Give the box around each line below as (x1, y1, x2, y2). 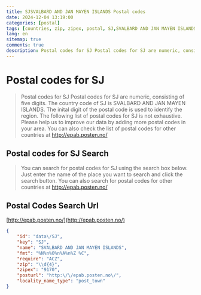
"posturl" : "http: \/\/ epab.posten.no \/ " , (17, 272, 121, 278)
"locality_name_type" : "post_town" (17, 278, 106, 284)
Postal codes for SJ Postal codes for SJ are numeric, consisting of (20, 93, 185, 100)
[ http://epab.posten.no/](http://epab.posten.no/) (6, 216, 126, 224)
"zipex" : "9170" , (17, 267, 60, 273)
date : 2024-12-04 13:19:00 (6, 14, 74, 20)
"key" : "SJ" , (17, 239, 50, 245)
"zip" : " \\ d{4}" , (17, 261, 60, 268)
